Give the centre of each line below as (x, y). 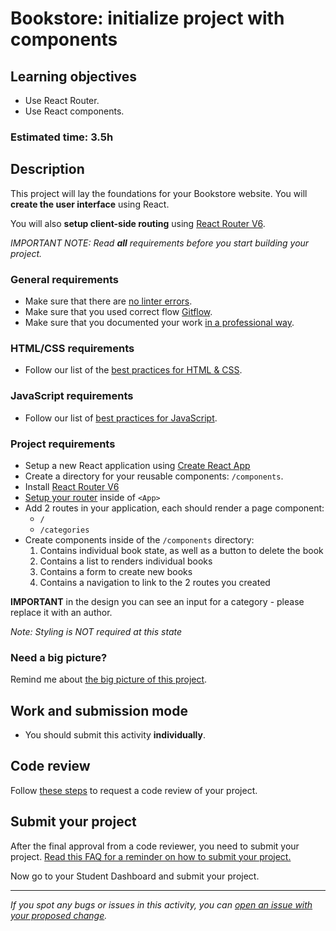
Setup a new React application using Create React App (137, 465)
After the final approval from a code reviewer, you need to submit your (155, 846)
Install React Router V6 (72, 486)
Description (47, 169)
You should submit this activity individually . (115, 735)
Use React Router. (62, 100)
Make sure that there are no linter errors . (108, 301)
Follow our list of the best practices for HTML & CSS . (133, 370)
